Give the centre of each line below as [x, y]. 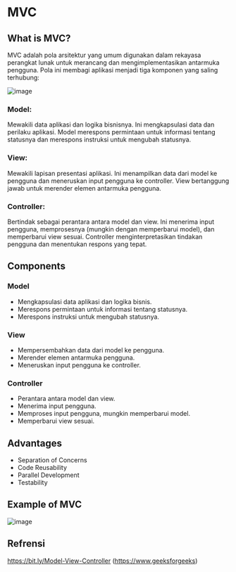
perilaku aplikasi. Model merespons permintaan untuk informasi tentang [112, 132]
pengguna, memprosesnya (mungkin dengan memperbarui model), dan [111, 229]
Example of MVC [45, 505]
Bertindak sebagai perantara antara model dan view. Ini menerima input [111, 222]
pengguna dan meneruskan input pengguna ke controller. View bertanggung [118, 181]
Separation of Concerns [52, 460]
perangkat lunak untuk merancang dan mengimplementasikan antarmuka [113, 63]
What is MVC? [39, 38]
